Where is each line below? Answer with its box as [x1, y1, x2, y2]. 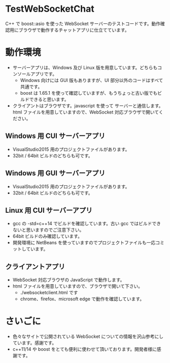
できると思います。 [29, 96, 69, 102]
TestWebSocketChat [5, 3, 95, 15]
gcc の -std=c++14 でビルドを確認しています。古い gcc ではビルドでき [12, 220, 161, 227]
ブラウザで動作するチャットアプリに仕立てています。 [18, 26, 129, 33]
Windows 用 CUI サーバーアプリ [5, 132, 106, 141]
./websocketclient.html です [20, 290, 78, 296]
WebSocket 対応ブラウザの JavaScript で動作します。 [12, 277, 125, 283]
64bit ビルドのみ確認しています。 [12, 233, 83, 239]
